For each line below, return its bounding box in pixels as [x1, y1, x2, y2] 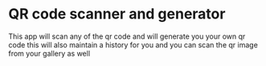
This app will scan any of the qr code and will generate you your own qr [8, 31, 246, 41]
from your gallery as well [8, 48, 91, 58]
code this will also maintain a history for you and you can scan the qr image [8, 39, 259, 49]
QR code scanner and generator [8, 5, 226, 23]
